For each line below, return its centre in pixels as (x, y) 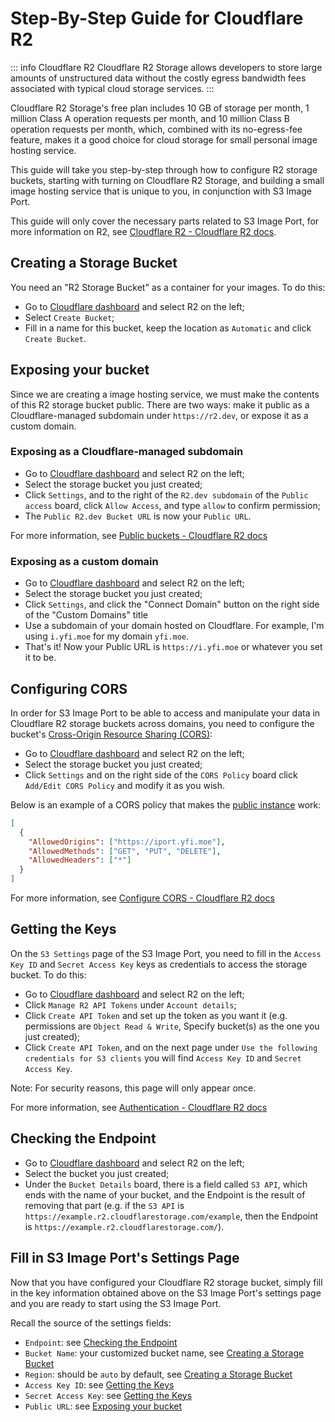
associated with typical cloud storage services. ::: (112, 88)
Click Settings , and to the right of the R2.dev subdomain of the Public (166, 494)
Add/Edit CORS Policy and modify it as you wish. (125, 785)
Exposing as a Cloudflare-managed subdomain (127, 452)
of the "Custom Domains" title (86, 615)
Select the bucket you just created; (97, 1173)
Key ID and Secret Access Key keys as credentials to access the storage (159, 964)
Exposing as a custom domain (84, 561)
